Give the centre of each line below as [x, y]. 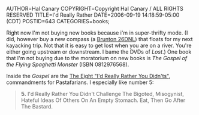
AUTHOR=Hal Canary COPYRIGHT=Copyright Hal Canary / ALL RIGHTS [95, 9]
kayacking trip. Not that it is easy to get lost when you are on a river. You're [99, 45]
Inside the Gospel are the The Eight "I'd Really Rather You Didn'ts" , [88, 76]
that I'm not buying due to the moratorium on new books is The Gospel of [97, 58]
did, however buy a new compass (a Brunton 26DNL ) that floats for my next [99, 39]
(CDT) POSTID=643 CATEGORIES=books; [58, 21]
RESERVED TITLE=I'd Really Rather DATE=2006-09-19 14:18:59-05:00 [93, 15]
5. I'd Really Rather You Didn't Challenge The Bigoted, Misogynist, [102, 94]
